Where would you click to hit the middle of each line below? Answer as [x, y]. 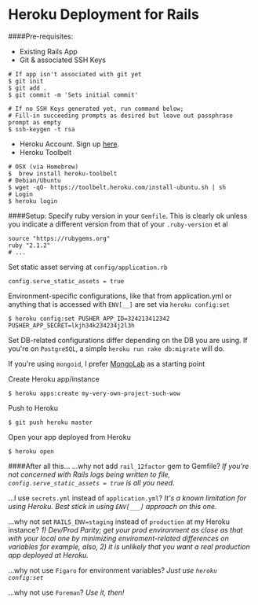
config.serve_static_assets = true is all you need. [91, 482]
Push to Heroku [33, 408]
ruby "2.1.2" [29, 245]
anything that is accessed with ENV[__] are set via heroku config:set [119, 304]
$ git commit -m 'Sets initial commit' [73, 95]
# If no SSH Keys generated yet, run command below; [96, 109]
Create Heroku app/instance [54, 378]
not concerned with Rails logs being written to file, [89, 474]
